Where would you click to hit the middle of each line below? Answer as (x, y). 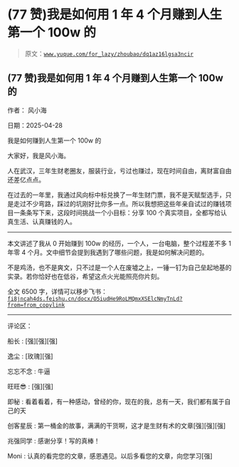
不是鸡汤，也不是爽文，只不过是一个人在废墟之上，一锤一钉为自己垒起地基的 (119, 267)
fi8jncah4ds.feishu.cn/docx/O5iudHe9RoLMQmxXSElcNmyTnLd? (95, 299)
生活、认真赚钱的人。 (44, 221)
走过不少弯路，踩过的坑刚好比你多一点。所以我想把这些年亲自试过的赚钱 (119, 203)
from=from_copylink (36, 305)
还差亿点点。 (26, 180)
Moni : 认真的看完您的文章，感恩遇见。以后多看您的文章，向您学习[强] (110, 456)
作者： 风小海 (27, 110)
